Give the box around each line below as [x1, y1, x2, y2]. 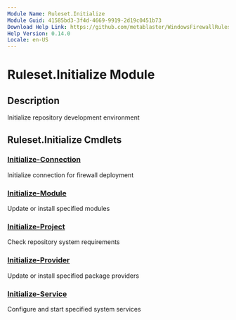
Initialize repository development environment [7, 113, 140, 122]
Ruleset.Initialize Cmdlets [7, 134, 122, 146]
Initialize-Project [7, 222, 65, 232]
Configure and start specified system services [7, 305, 142, 313]
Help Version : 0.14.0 [7, 30, 71, 37]
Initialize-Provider [7, 255, 70, 265]
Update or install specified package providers [7, 271, 139, 280]
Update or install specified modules [7, 205, 110, 213]
